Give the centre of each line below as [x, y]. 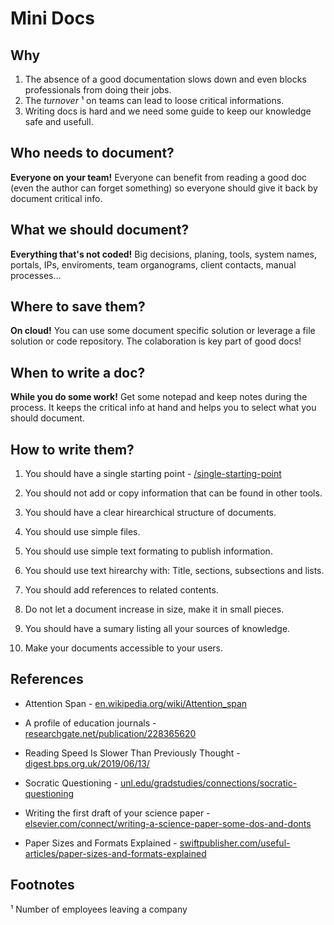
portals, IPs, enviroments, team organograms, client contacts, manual [153, 264]
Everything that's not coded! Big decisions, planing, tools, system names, [164, 254]
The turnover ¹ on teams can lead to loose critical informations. [154, 100]
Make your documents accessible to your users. [123, 648]
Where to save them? [78, 307]
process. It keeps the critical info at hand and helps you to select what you [163, 408]
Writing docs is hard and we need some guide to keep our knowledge [168, 111]
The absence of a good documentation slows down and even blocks [165, 79]
